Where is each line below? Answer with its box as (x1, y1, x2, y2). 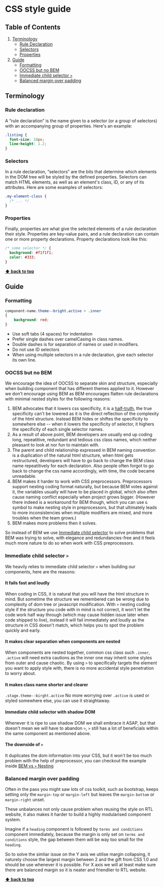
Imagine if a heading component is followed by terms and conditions (5, 826, 143, 832)
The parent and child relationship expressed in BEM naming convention (12, 447, 156, 453)
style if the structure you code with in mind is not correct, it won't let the (5, 606, 150, 612)
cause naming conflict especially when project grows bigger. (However (12, 494, 155, 500)
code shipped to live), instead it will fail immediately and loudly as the (5, 617, 144, 623)
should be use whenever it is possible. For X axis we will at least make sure (5, 862, 156, 867)
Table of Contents (5, 23, 61, 31)
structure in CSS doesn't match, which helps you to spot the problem (5, 622, 144, 628)
